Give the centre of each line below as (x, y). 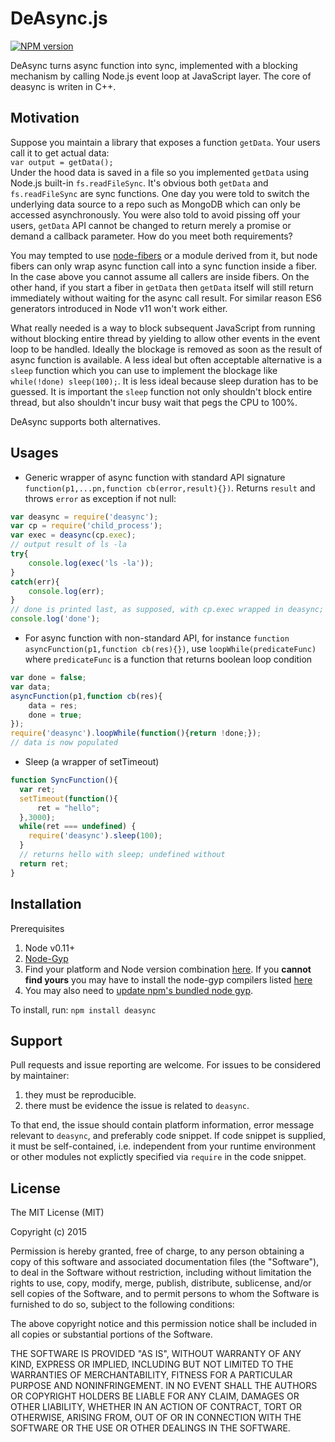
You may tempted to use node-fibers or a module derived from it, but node (164, 255)
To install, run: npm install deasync (83, 1009)
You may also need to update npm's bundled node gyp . (139, 990)
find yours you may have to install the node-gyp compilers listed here (168, 979)
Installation (46, 904)
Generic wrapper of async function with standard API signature (155, 477)
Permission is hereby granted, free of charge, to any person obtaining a (157, 1251)
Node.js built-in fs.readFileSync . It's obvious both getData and (139, 183)
